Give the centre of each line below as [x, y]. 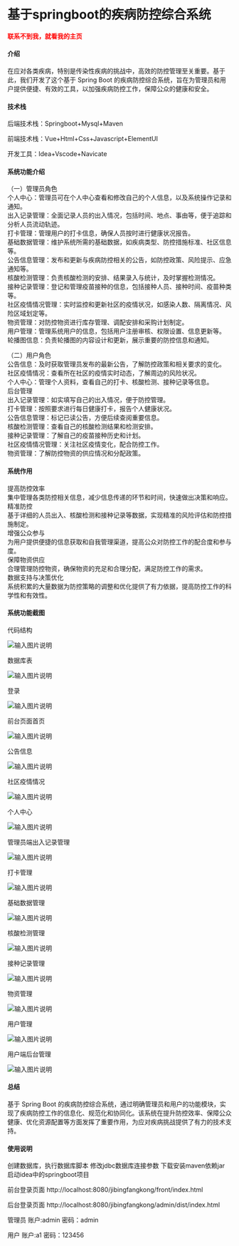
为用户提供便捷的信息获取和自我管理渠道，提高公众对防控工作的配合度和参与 [119, 542]
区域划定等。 [32, 314]
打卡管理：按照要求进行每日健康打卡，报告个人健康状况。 [91, 409]
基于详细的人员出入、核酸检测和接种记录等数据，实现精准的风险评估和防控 [116, 515]
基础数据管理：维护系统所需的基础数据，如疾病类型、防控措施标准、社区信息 [119, 242]
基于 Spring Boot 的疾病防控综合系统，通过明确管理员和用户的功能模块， [114, 1104]
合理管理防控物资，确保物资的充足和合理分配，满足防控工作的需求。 [107, 568]
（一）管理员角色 [32, 189]
